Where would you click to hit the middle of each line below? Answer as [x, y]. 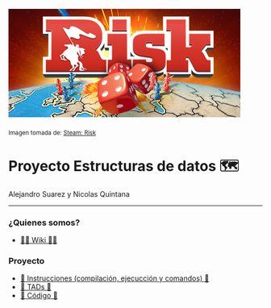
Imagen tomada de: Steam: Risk [52, 133]
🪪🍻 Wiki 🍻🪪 [39, 240]
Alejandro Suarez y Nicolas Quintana [69, 194]
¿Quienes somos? [44, 223]
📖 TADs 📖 [36, 287]
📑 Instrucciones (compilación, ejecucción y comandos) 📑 [115, 278]
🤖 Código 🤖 [39, 296]
